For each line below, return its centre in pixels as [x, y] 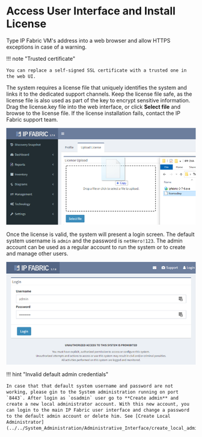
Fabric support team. [32, 119]
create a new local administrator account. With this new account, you [98, 404]
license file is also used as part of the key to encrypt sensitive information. [98, 100]
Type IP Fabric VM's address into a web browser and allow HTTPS [88, 40]
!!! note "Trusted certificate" [41, 58]
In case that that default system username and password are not [90, 386]
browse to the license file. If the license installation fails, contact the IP [93, 113]
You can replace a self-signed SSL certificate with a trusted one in [96, 70]
